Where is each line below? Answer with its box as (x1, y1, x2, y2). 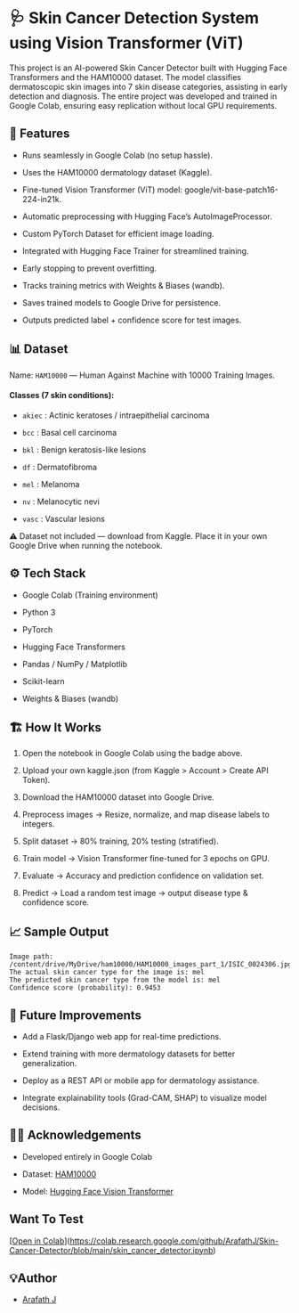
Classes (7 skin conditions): (9, 390, 115, 401)
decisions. (21, 1102, 61, 1113)
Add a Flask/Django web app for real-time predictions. (21, 1032, 222, 1042)
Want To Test (9, 1211, 85, 1227)
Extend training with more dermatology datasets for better (21, 1048, 236, 1059)
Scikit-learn (21, 675, 65, 687)
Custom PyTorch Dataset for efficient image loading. (21, 228, 215, 239)
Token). (21, 775, 51, 786)
